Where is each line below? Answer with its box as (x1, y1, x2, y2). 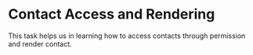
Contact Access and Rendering (8, 5, 215, 23)
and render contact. (8, 39, 72, 48)
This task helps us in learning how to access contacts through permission (8, 31, 246, 40)
